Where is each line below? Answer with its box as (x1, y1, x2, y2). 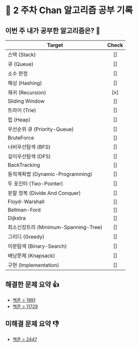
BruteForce (8, 135, 34, 141)
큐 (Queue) (8, 61, 34, 67)
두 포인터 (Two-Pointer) (8, 180, 63, 187)
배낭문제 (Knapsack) (8, 252, 55, 259)
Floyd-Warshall (8, 198, 45, 205)
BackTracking (8, 161, 40, 168)
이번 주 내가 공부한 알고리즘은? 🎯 (5, 26, 101, 35)
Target (47, 41, 63, 49)
